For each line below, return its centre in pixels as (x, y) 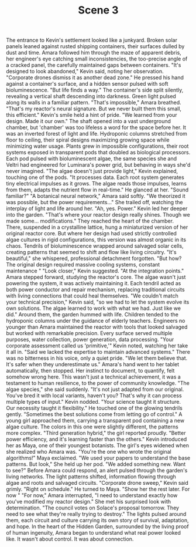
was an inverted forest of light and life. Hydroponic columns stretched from (97, 134)
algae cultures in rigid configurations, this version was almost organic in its (96, 240)
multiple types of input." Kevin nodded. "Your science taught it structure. (94, 402)
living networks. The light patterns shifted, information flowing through (91, 477)
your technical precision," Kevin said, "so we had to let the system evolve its (98, 302)
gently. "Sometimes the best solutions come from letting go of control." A (94, 414)
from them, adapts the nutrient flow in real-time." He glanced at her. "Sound (97, 190)
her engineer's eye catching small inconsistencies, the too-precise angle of (97, 59)
